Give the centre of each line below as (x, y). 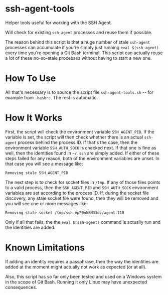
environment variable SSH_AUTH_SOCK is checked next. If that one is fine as (81, 147)
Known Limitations (45, 248)
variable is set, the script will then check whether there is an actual (74, 137)
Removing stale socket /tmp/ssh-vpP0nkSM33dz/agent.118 (65, 213)
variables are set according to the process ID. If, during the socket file (77, 193)
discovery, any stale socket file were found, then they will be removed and (82, 198)
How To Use (31, 79)
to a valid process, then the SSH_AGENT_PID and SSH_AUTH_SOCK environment (82, 187)
